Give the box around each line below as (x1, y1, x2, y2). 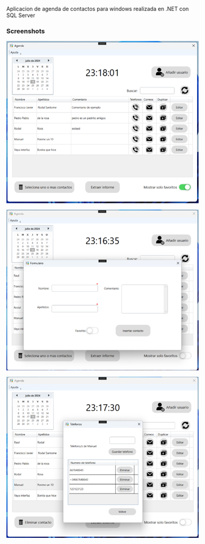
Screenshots (6, 27, 45, 35)
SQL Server (6, 12, 35, 19)
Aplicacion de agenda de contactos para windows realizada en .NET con (6, 5, 189, 12)
